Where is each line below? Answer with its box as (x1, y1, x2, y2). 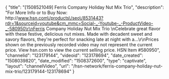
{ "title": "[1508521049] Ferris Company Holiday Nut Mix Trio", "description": (5, 5, 164, 10)
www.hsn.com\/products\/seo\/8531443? (18, 15, 104, 21)
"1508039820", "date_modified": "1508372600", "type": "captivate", (5, 58, 147, 63)
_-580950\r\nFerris (5, 26, 45, 32)
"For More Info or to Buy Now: (5, 10, 68, 16)
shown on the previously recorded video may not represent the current (5, 42, 153, 47)
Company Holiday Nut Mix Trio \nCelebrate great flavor (46, 26, 161, 32)
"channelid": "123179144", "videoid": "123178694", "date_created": (5, 52, 143, 58)
